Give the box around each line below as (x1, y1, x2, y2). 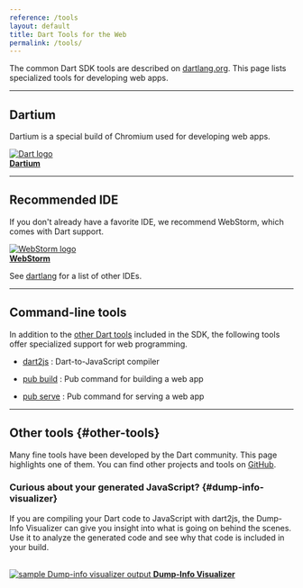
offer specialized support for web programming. (9, 339, 188, 349)
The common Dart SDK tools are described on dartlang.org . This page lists (9, 63, 287, 74)
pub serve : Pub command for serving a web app (22, 391, 205, 402)
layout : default (9, 22, 70, 31)
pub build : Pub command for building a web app (22, 373, 205, 384)
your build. (9, 541, 50, 552)
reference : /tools (9, 13, 78, 23)
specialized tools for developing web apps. (9, 73, 169, 84)
